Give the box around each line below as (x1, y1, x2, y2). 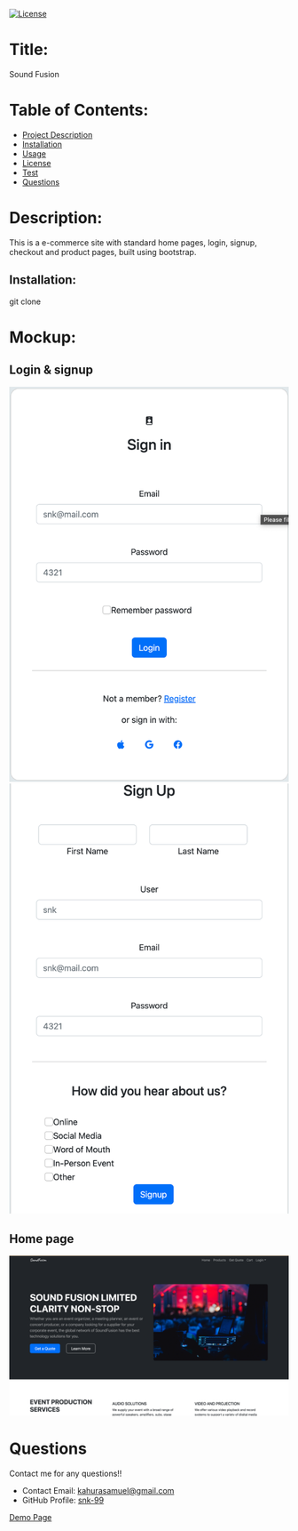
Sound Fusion (9, 68, 59, 79)
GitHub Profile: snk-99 (21, 1495, 105, 1505)
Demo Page (9, 1511, 52, 1522)
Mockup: (9, 327, 77, 347)
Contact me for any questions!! (9, 1468, 122, 1479)
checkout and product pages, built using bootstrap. (9, 246, 197, 257)
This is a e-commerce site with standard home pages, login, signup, (9, 236, 257, 248)
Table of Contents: (9, 100, 149, 120)
